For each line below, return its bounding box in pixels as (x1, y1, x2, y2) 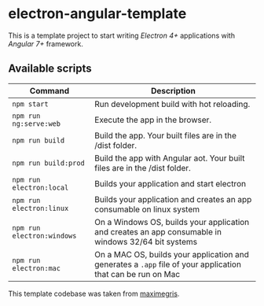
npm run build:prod (12, 158, 85, 168)
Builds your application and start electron (93, 178, 246, 189)
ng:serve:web (12, 119, 61, 128)
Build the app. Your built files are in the (93, 130, 237, 141)
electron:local (12, 182, 69, 192)
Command (29, 85, 69, 96)
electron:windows (12, 231, 77, 240)
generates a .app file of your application (93, 259, 242, 270)
